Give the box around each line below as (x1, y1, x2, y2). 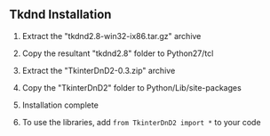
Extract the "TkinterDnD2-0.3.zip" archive (21, 65, 176, 76)
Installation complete (21, 100, 99, 110)
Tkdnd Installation (9, 7, 112, 22)
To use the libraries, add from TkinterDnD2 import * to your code (21, 116, 261, 127)
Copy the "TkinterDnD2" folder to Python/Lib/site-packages (21, 82, 242, 92)
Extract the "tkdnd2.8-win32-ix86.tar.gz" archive (21, 30, 202, 41)
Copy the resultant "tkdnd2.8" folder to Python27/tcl (21, 48, 214, 59)
